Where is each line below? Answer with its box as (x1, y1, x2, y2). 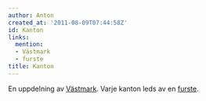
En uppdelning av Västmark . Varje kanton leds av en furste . (8, 84, 200, 93)
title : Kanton (8, 63, 55, 70)
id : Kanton (8, 26, 44, 34)
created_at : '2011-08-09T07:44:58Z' (8, 19, 128, 27)
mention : (15, 41, 44, 49)
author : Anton (8, 11, 55, 20)
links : (8, 33, 30, 41)
